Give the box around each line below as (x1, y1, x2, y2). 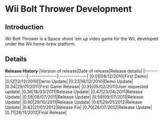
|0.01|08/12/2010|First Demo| (89, 73, 148, 79)
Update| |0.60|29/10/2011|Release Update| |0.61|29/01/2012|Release (5, 99, 143, 105)
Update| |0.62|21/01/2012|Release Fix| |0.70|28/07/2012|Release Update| (5, 104, 152, 110)
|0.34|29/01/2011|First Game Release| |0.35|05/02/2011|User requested (5, 83, 148, 89)
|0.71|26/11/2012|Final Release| (5, 109, 67, 115)
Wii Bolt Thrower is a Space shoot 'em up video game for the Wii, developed (5, 36, 159, 41)
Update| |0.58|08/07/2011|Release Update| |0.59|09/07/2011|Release (5, 94, 144, 100)
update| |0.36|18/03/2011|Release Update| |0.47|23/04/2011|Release (5, 89, 143, 95)
